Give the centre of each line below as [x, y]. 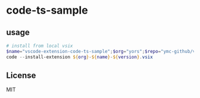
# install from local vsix [40, 46]
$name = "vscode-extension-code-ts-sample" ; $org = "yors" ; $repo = [84, 51]
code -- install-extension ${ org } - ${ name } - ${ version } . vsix [79, 57]
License [21, 76]
